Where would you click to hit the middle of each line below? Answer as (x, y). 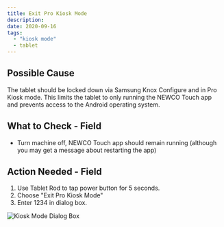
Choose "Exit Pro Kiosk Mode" (60, 195)
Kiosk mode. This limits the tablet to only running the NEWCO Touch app (110, 97)
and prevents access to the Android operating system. (84, 105)
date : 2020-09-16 (32, 26)
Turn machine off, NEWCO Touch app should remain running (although (117, 142)
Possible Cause (41, 73)
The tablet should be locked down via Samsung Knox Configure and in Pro (112, 89)
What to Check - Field (54, 126)
